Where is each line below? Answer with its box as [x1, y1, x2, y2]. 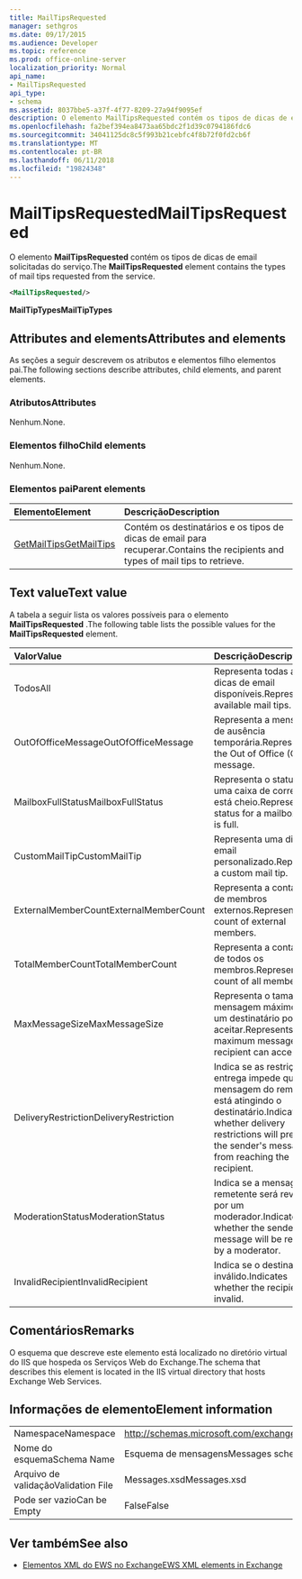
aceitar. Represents [214, 1023, 294, 1036]
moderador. [214, 1209, 263, 1222]
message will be [214, 1232, 282, 1245]
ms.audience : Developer [9, 38, 99, 48]
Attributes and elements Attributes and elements [9, 331, 286, 346]
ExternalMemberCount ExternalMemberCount [13, 903, 206, 916]
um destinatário [214, 1011, 280, 1024]
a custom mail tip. [214, 866, 289, 879]
